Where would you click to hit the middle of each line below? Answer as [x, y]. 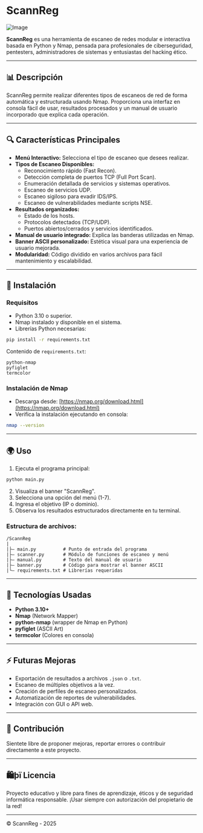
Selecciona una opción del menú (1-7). [63, 497]
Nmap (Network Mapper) [47, 616]
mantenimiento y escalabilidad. [53, 261]
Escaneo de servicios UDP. [58, 190]
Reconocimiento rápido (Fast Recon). [70, 170]
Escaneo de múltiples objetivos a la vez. [65, 684]
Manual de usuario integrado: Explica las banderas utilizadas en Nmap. [105, 235]
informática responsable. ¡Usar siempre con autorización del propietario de [100, 799]
